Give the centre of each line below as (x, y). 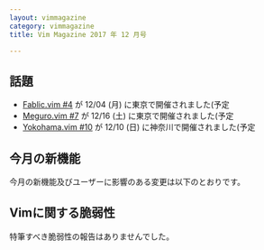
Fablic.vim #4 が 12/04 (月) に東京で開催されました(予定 (126, 105)
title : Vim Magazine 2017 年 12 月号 (78, 34)
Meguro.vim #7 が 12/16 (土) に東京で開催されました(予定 (128, 116)
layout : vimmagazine (48, 18)
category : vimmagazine (52, 26)
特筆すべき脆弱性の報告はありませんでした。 (91, 236)
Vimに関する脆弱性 (62, 213)
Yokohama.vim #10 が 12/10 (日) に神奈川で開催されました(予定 (139, 127)
